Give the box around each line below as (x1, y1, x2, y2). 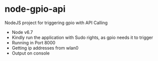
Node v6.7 (11, 29, 33, 35)
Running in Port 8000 (11, 39, 55, 45)
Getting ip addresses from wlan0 (11, 45, 79, 51)
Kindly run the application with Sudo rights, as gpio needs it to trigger (11, 34, 154, 40)
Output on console (11, 50, 50, 56)
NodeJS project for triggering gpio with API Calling (4, 20, 108, 26)
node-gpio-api (4, 3, 66, 15)
